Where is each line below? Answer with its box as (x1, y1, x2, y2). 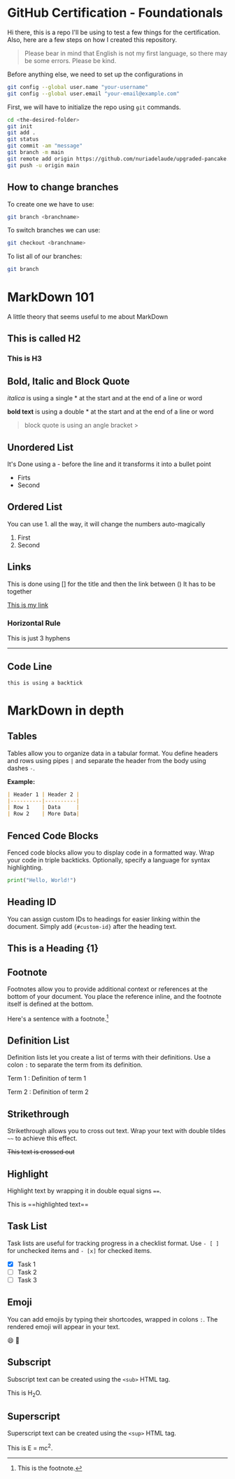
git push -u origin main (7, 162, 80, 169)
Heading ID (7, 896, 57, 908)
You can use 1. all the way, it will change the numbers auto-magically (7, 519, 206, 528)
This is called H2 (7, 332, 81, 344)
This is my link (7, 601, 49, 609)
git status (7, 136, 39, 143)
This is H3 (7, 353, 42, 363)
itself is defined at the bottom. (7, 1000, 94, 1008)
